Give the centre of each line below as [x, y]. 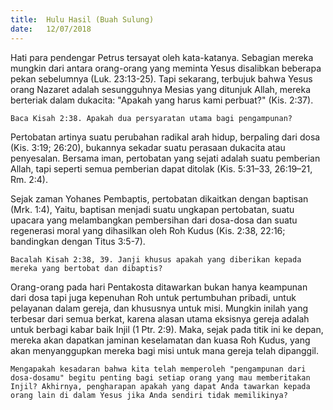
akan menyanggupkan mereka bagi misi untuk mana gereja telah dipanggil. [165, 350]
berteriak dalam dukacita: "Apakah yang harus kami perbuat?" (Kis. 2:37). [162, 100]
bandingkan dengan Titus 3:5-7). [78, 241]
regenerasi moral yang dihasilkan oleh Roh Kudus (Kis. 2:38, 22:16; [148, 230]
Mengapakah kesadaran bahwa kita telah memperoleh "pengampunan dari [158, 369]
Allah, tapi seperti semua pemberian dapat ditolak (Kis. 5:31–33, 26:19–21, [161, 168]
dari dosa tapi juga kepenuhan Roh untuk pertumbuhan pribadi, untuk [153, 297]
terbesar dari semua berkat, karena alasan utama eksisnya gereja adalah [160, 318]
